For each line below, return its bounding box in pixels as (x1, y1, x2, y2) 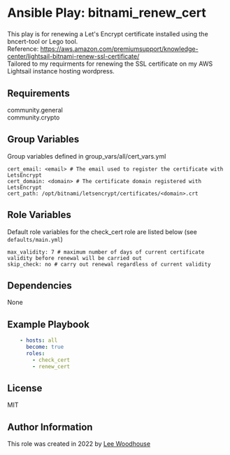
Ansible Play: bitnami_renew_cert (7, 5, 206, 21)
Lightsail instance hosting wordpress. (7, 67, 115, 75)
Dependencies (7, 280, 72, 291)
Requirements (7, 87, 70, 99)
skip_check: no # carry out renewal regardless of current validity (7, 261, 211, 268)
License (7, 382, 43, 394)
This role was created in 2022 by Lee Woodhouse (7, 440, 151, 448)
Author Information (7, 421, 93, 433)
